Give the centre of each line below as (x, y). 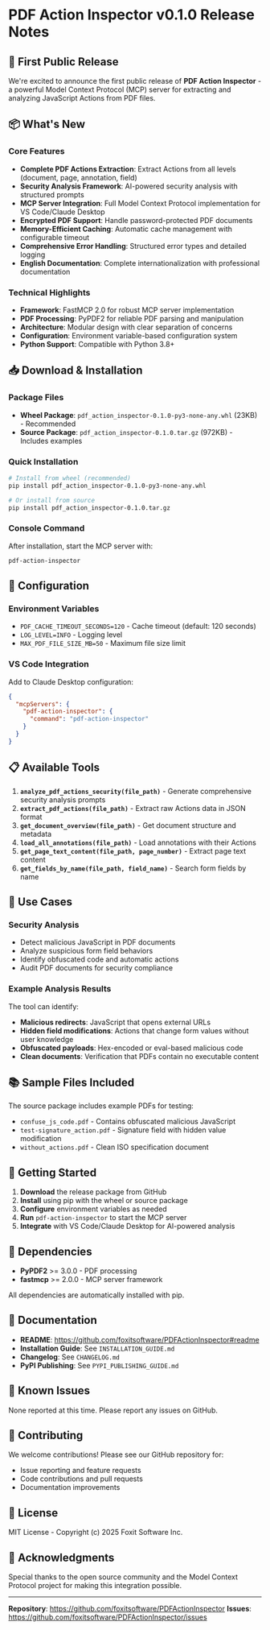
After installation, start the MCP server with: (81, 546)
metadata (36, 834)
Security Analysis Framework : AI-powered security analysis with (129, 186)
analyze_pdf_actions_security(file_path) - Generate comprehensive (135, 791)
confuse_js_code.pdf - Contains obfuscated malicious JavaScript (127, 1122)
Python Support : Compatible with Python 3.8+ (97, 344)
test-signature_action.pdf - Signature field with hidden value (123, 1130)
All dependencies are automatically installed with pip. (96, 1295)
